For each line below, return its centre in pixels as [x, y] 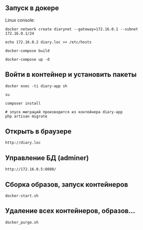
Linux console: [20, 20]
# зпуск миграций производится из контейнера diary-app [64, 112]
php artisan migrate [26, 116]
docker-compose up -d [27, 59]
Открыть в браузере [38, 131]
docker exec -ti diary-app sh [36, 86]
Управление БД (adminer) [47, 158]
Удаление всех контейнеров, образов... [70, 211]
